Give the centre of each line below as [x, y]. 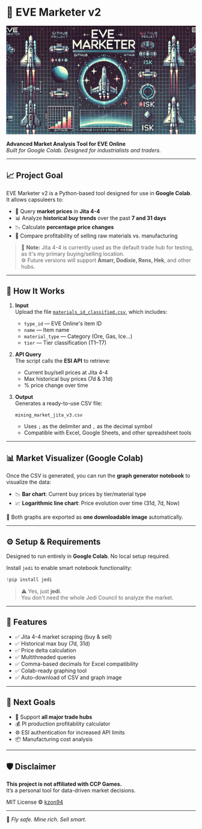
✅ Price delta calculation [45, 650]
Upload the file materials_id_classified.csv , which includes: [91, 312]
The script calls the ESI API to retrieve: [63, 361]
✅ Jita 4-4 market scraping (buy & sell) [63, 637]
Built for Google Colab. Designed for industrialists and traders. [84, 150]
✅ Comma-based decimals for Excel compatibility [76, 664]
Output [24, 397]
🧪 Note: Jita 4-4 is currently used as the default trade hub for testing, [107, 247]
